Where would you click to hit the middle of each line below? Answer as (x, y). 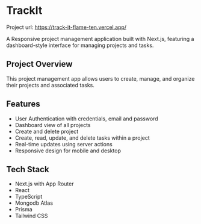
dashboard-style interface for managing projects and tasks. (80, 45)
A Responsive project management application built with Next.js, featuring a (100, 39)
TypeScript (29, 197)
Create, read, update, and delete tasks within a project (82, 138)
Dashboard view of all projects (53, 125)
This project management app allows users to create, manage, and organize (100, 78)
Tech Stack (28, 169)
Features (23, 104)
